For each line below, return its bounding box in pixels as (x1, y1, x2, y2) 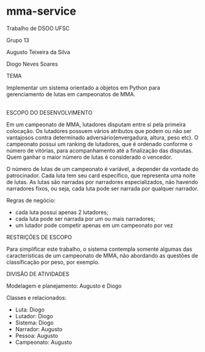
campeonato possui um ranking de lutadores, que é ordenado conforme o (6, 140, 193, 148)
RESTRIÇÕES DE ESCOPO (6, 233, 72, 240)
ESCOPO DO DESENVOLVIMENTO (6, 109, 93, 116)
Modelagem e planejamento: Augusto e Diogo (6, 282, 122, 289)
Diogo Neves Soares (6, 60, 58, 67)
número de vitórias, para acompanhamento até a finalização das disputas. (6, 147, 193, 154)
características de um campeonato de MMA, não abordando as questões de (6, 251, 198, 259)
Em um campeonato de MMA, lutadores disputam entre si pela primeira (6, 121, 186, 128)
